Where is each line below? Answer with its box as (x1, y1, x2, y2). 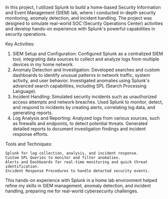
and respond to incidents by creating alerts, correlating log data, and (12, 105, 155, 110)
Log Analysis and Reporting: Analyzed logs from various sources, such (12, 115, 160, 121)
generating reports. (12, 110, 53, 116)
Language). (12, 88, 37, 94)
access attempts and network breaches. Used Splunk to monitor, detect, (12, 99, 163, 105)
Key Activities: (5, 41, 35, 47)
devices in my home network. (12, 62, 74, 67)
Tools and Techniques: (5, 141, 52, 147)
